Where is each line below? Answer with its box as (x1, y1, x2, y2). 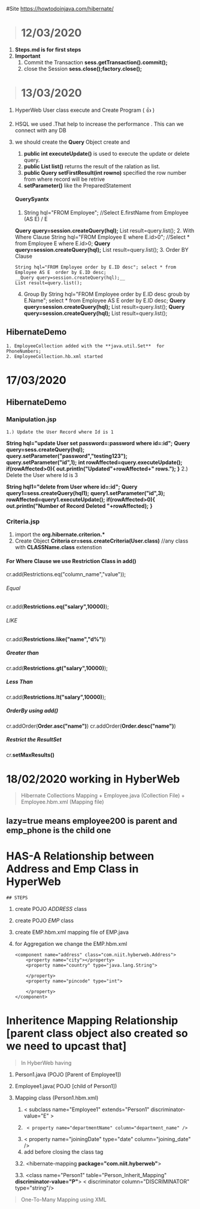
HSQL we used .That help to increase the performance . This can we (14, 120, 184, 127)
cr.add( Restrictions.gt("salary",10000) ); (6, 664, 108, 672)
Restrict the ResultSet (6, 736, 62, 743)
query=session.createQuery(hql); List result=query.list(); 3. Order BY (14, 246, 189, 254)
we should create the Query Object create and (14, 138, 131, 145)
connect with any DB (14, 126, 67, 134)
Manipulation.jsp (6, 415, 57, 424)
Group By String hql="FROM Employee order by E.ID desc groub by (23, 291, 190, 298)
